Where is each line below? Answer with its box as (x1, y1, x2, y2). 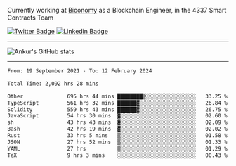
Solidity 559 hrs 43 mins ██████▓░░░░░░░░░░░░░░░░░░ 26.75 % (7, 106, 228, 113)
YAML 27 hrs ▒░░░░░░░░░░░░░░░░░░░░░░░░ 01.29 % (7, 145, 228, 152)
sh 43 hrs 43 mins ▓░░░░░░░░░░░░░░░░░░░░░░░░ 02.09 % (7, 119, 228, 126)
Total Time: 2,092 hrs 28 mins (7, 80, 99, 87)
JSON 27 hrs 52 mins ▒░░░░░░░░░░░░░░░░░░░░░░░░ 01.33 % (7, 139, 228, 146)
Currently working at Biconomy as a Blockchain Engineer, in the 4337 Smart (7, 6, 227, 14)
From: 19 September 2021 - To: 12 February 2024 (7, 68, 152, 75)
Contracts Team (7, 13, 54, 22)
